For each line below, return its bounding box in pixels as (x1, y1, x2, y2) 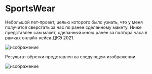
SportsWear (5, 3, 56, 14)
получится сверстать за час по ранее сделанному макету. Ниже (5, 24, 142, 30)
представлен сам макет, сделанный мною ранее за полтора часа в (5, 29, 148, 35)
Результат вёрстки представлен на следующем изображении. (5, 53, 137, 59)
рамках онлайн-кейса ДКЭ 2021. (5, 35, 75, 41)
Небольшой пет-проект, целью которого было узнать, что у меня (5, 19, 143, 25)
